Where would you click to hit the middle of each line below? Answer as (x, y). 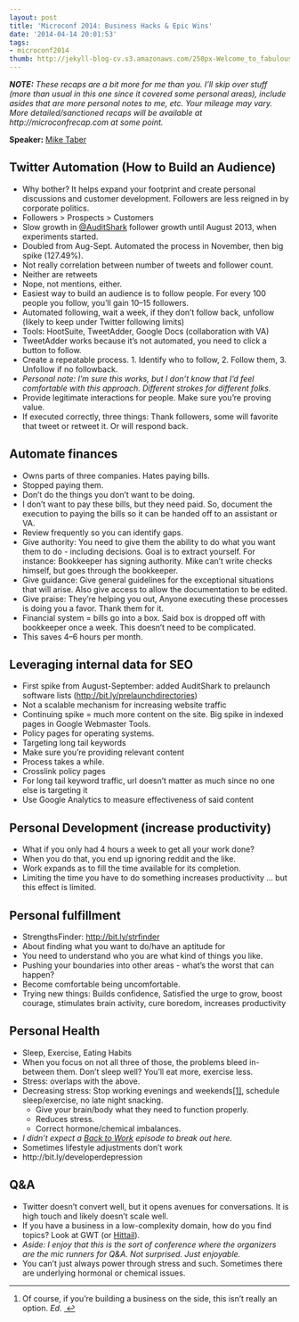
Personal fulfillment (65, 915)
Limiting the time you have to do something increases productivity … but (154, 878)
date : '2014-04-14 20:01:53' (63, 34)
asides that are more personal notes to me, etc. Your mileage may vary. (141, 103)
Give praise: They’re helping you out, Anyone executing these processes (155, 599)
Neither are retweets (60, 274)
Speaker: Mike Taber (48, 140)
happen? (38, 975)
